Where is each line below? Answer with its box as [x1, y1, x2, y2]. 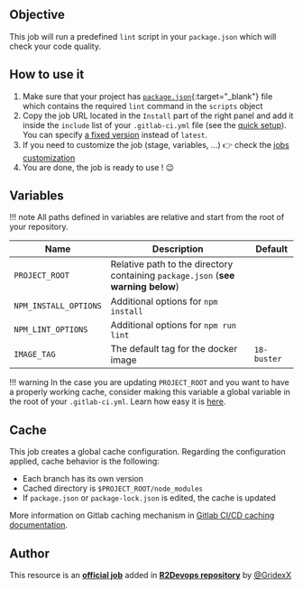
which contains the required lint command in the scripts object [22, 100, 263, 111]
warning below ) [110, 281, 180, 293]
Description [151, 243, 205, 255]
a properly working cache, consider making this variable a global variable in [9, 387, 291, 398]
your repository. [9, 221, 69, 233]
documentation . [9, 520, 69, 530]
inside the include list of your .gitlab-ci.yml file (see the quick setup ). [22, 119, 287, 130]
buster [253, 354, 282, 364]
